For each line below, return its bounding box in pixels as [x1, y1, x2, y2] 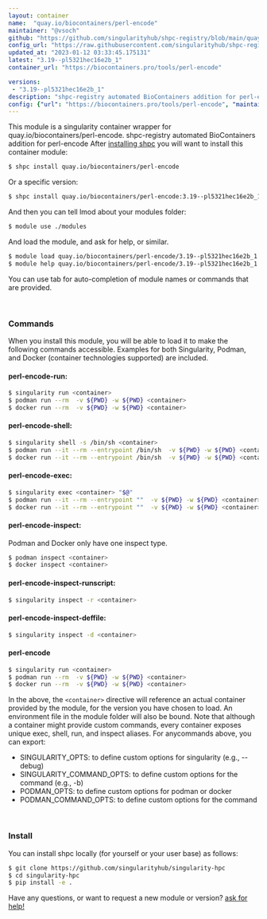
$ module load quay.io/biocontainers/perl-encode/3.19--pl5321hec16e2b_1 [8, 252, 258, 260]
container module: [8, 147, 68, 157]
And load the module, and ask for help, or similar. [8, 237, 169, 246]
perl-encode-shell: [8, 421, 73, 430]
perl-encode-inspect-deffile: [8, 613, 106, 622]
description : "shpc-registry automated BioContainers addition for [8, 92, 237, 100]
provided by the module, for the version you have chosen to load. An [8, 703, 233, 713]
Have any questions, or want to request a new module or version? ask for [8, 893, 248, 903]
